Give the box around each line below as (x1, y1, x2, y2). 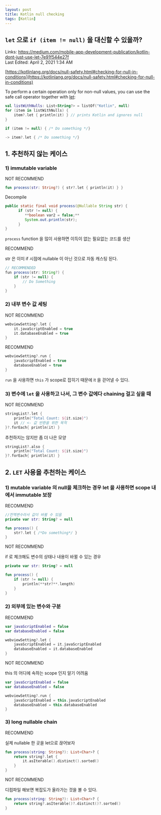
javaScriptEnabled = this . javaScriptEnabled (14, 698, 106, 703)
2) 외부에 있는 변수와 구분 (5, 603, 61, 610)
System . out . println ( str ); (24, 217, 78, 222)
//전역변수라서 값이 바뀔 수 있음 (5, 512, 62, 517)
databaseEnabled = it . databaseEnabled (14, 646, 93, 652)
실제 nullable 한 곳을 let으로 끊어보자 (5, 740, 75, 745)
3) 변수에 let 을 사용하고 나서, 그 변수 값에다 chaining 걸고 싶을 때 (5, 390, 151, 397)
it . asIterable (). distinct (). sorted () (22, 759, 99, 764)
